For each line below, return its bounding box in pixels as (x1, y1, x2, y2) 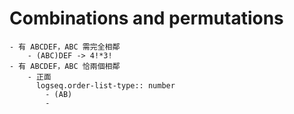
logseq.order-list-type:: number (35, 80, 176, 91)
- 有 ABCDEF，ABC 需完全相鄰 (9, 42, 121, 52)
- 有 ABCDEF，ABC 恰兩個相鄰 (9, 61, 121, 71)
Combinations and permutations (9, 7, 284, 30)
